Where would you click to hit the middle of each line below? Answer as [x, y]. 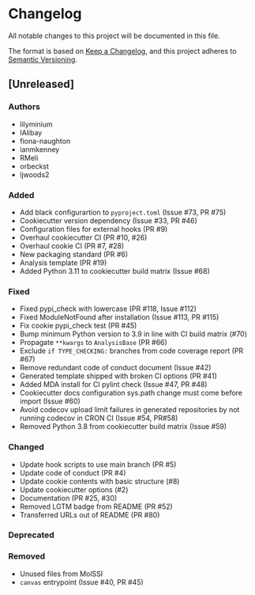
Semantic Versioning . [43, 59]
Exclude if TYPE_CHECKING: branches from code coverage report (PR [131, 351]
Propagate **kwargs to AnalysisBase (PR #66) [93, 343]
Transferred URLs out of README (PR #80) [90, 514]
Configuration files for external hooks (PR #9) [94, 229]
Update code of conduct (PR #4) [73, 472]
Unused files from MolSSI [61, 574]
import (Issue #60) [50, 401]
